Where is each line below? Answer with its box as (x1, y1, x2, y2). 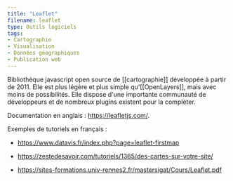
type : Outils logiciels (7, 23, 77, 30)
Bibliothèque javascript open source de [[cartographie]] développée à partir (7, 75, 227, 83)
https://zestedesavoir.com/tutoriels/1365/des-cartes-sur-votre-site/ (17, 152, 214, 160)
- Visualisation (7, 43, 55, 50)
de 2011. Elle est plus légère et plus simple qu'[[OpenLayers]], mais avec (7, 82, 217, 91)
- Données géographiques (7, 50, 80, 57)
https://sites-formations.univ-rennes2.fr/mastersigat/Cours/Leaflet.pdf (17, 166, 222, 174)
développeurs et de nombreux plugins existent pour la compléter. (7, 98, 197, 106)
